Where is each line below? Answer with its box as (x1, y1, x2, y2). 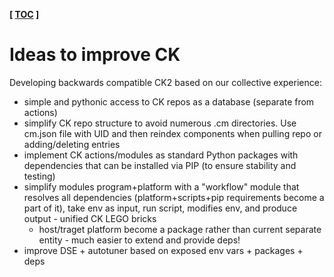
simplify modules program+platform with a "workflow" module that (23, 180, 300, 193)
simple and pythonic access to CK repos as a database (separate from (23, 95, 315, 108)
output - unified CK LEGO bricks (23, 212, 157, 224)
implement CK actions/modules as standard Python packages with (23, 149, 299, 161)
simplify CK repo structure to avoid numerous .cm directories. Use (23, 117, 297, 129)
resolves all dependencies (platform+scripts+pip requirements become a (23, 191, 325, 203)
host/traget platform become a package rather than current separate (38, 223, 322, 235)
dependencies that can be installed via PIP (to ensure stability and (23, 159, 297, 171)
